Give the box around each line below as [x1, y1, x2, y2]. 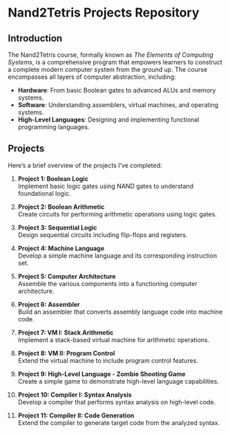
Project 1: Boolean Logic [17, 174, 88, 182]
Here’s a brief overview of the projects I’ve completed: [8, 161, 162, 169]
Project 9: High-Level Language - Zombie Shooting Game [17, 370, 186, 378]
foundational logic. [17, 189, 71, 198]
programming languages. [17, 123, 90, 131]
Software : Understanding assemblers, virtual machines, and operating [17, 101, 219, 108]
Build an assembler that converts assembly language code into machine [17, 308, 223, 316]
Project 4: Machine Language [17, 244, 105, 252]
